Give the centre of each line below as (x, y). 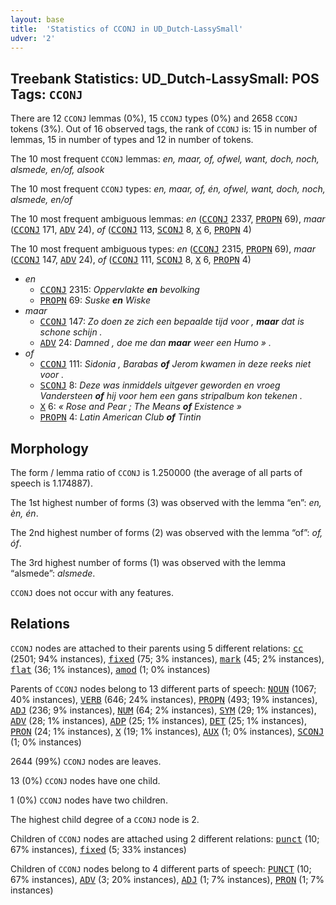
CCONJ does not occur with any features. (92, 592)
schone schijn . (71, 332)
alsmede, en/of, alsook (57, 170)
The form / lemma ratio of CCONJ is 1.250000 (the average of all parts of (156, 472)
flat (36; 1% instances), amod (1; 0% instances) (110, 669)
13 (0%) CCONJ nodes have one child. (85, 780)
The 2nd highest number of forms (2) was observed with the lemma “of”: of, (166, 532)
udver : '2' (33, 38)
